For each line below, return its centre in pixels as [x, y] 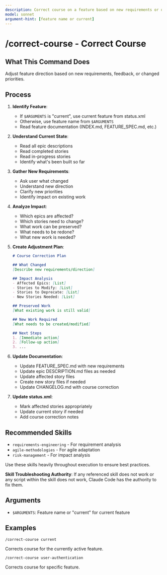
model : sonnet [20, 14]
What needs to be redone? [47, 232]
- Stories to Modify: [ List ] [42, 288]
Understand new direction [46, 186]
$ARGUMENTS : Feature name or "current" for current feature [71, 512]
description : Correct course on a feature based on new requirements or [82, 10]
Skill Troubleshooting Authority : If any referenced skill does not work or [80, 474]
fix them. [14, 485]
